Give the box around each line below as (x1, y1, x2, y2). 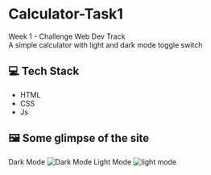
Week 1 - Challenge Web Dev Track (8, 31, 126, 41)
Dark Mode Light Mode (8, 156, 132, 166)
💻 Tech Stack (8, 65, 80, 78)
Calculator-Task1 (8, 5, 123, 23)
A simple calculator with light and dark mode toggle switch (8, 40, 203, 49)
